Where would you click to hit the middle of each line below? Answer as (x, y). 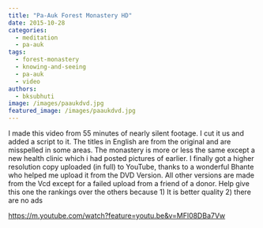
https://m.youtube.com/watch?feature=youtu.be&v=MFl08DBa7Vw (117, 215)
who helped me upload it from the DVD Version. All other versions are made (131, 175)
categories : (28, 30)
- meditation (37, 37)
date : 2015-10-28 (37, 23)
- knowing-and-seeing (51, 67)
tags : (17, 52)
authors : (23, 89)
